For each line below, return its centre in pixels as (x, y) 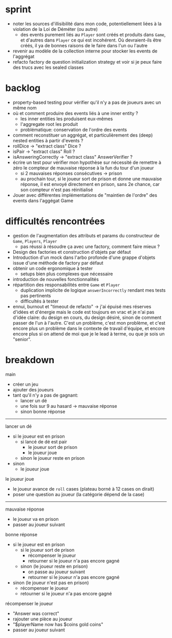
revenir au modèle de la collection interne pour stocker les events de (85, 51)
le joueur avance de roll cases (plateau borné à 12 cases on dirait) (83, 489)
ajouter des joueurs (33, 389)
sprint (18, 10)
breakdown (30, 360)
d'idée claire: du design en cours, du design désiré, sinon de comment (87, 317)
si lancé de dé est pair (44, 442)
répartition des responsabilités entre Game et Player (66, 285)
